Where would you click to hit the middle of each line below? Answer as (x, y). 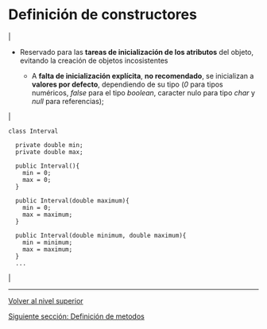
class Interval (33, 131)
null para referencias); (68, 101)
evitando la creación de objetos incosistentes (94, 60)
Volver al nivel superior (46, 300)
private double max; (49, 152)
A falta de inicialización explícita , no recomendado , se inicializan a (143, 75)
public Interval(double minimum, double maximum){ (101, 235)
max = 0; (37, 180)
